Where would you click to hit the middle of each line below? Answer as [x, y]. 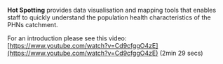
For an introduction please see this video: [67, 38]
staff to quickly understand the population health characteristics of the [109, 17]
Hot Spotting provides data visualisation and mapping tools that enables [111, 10]
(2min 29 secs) [181, 53]
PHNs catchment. [33, 25]
